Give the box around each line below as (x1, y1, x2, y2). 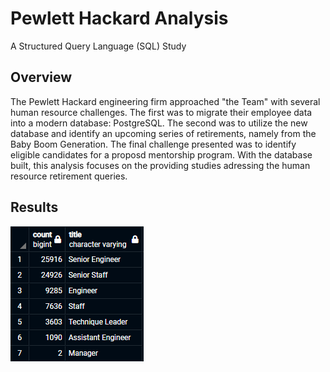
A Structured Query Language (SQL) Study (10, 40, 187, 52)
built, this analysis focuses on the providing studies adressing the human (10, 159, 311, 171)
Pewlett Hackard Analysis (10, 7, 229, 30)
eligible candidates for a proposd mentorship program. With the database (10, 148, 313, 161)
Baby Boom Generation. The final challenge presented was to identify (10, 138, 297, 150)
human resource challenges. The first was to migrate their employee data (10, 106, 313, 118)
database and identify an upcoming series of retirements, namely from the (10, 127, 317, 139)
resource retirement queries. (10, 170, 128, 182)
